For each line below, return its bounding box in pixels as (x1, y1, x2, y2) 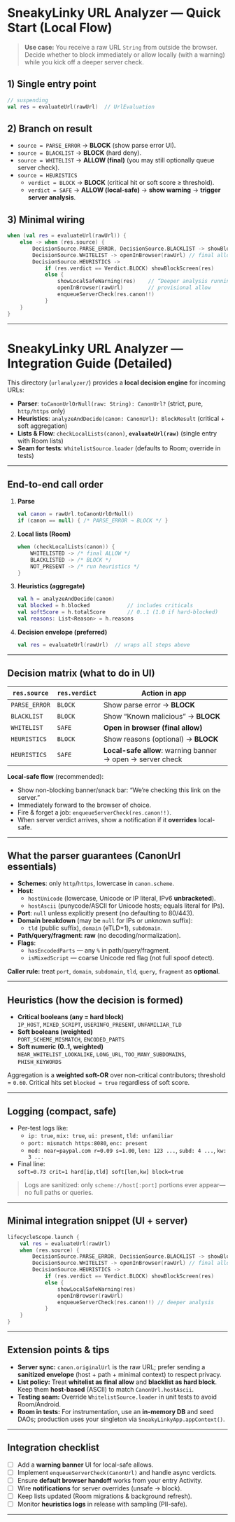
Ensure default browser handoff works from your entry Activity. (17, 1476, 203, 1484)
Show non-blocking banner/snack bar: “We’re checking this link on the (17, 786, 222, 794)
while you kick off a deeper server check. (24, 57, 145, 66)
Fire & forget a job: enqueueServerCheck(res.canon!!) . (17, 808, 172, 817)
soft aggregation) (17, 422, 68, 430)
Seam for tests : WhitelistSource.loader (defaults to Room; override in (17, 444, 221, 452)
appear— (199, 1181, 226, 1189)
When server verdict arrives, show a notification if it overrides (17, 815, 197, 824)
